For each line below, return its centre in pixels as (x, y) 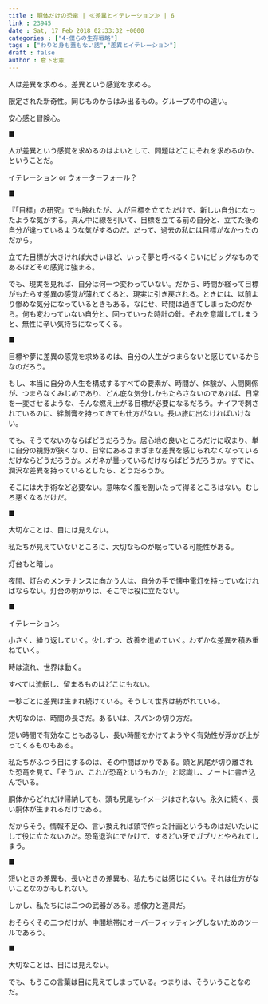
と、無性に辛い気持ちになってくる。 (67, 324)
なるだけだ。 (50, 497)
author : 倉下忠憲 (37, 61)
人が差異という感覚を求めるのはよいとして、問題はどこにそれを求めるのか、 (134, 150)
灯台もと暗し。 (33, 564)
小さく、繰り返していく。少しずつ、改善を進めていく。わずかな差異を (123, 639)
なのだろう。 (29, 366)
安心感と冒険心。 (36, 118)
